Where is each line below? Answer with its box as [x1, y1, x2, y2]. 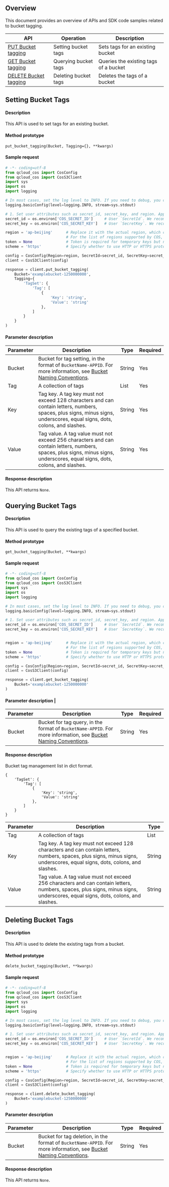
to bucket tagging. [5, 23, 43, 29]
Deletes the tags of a [98, 72, 147, 79]
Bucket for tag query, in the [38, 719, 103, 726]
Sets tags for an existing [98, 43, 156, 50]
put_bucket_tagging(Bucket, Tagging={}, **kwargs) [5, 144, 114, 149]
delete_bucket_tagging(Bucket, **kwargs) [5, 964, 94, 969]
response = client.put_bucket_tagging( [5, 267, 89, 272]
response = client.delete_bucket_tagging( [5, 1091, 96, 1097]
